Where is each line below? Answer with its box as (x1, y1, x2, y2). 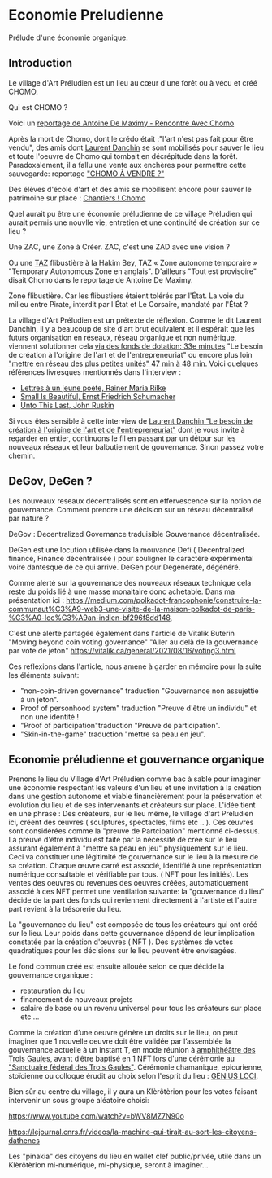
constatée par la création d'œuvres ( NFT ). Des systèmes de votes (8, 937, 234, 947)
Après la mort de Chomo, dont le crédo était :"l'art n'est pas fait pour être (8, 134, 254, 143)
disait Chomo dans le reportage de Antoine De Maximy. (8, 275, 193, 284)
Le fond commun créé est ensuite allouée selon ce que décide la (8, 961, 225, 971)
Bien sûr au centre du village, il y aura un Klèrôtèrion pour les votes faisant (8, 1087, 257, 1097)
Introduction (8, 56, 73, 70)
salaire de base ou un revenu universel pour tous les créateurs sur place (19, 1004, 262, 1013)
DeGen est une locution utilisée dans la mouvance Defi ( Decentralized (8, 544, 245, 555)
